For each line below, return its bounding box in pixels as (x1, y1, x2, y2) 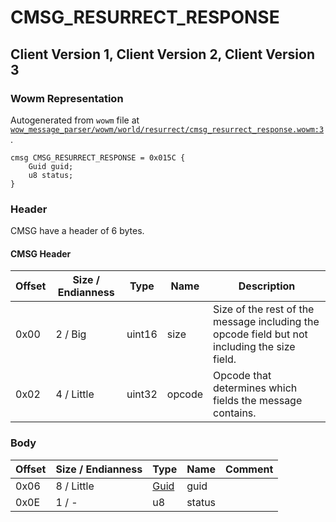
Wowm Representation (10, 91, 124, 105)
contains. (213, 406, 257, 420)
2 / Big (55, 327, 87, 341)
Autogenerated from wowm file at (10, 114, 140, 126)
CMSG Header (10, 247, 72, 260)
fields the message (213, 394, 303, 408)
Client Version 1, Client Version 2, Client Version (10, 46, 315, 63)
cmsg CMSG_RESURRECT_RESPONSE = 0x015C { (10, 152, 186, 163)
